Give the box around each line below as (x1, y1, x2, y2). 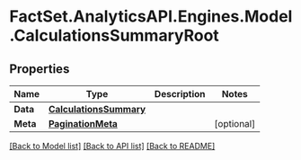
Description (154, 88, 206, 100)
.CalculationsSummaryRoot (9, 25, 220, 46)
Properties (9, 61, 70, 76)
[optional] (214, 118, 256, 129)
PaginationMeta (48, 118, 119, 129)
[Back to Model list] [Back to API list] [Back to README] (9, 141, 216, 151)
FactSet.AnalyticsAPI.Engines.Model (9, 6, 293, 27)
